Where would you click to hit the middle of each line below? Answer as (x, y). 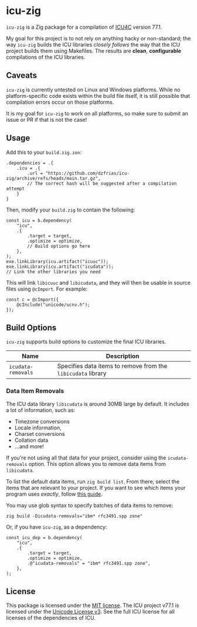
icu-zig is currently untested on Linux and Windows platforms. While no (93, 90)
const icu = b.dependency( (39, 220)
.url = (35, 173)
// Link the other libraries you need (53, 272)
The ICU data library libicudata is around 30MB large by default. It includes (98, 404)
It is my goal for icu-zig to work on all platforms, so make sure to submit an (97, 113)
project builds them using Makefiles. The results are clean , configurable (94, 50)
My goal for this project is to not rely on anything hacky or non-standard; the (98, 38)
